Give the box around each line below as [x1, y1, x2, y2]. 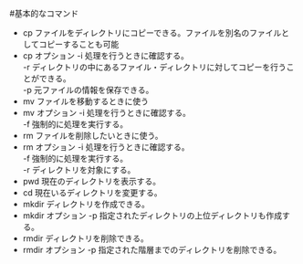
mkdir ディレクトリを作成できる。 [22, 199, 151, 209]
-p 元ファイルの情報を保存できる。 [22, 85, 154, 95]
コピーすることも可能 [38, 39, 120, 49]
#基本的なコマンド [9, 8, 79, 18]
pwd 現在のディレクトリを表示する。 [22, 176, 162, 186]
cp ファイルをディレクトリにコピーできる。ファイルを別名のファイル [22, 27, 282, 38]
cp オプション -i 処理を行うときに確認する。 [22, 50, 190, 61]
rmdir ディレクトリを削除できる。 [22, 233, 149, 244]
